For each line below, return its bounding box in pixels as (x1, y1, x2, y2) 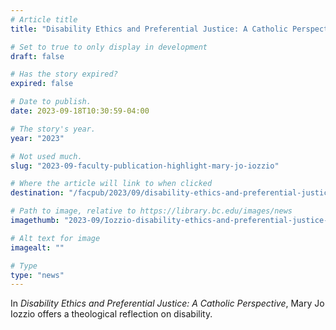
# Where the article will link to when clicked (10, 179, 213, 189)
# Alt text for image (10, 233, 101, 243)
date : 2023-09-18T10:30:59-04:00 (10, 106, 150, 116)
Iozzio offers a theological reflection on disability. (10, 308, 213, 320)
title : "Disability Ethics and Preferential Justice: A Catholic (10, 24, 288, 34)
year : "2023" (10, 133, 65, 143)
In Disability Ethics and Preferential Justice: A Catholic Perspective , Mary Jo (10, 297, 325, 310)
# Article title (10, 14, 78, 25)
